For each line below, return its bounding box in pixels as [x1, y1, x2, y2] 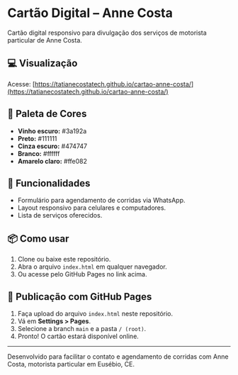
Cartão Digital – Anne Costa [7, 5, 174, 21]
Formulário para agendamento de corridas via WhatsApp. [17, 196, 186, 205]
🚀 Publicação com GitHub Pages [7, 291, 152, 303]
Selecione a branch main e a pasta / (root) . [17, 325, 147, 332]
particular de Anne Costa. [7, 35, 83, 44]
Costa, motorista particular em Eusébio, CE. [7, 360, 135, 368]
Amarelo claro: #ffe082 [17, 157, 87, 165]
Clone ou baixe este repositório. [17, 255, 111, 264]
